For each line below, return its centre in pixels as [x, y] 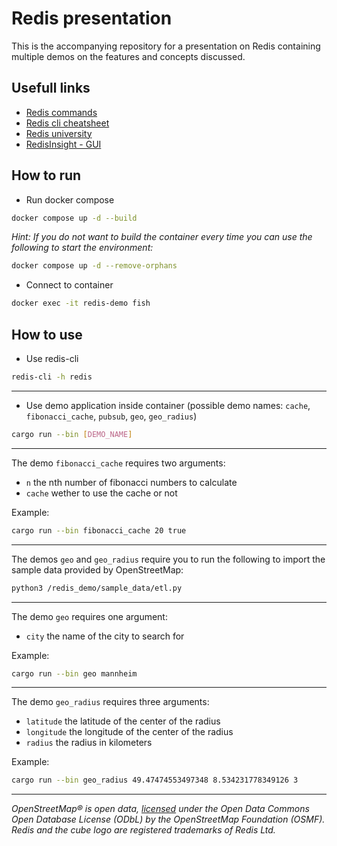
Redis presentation [92, 18]
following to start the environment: [82, 248]
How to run [46, 175]
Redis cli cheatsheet [67, 123]
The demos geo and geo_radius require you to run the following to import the [168, 559]
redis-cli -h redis [52, 377]
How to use [47, 334]
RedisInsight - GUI [63, 144]
